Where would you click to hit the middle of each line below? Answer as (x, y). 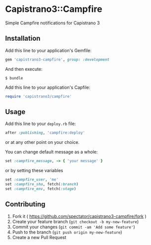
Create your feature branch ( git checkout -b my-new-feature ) (75, 221)
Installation (23, 38)
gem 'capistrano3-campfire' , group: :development (57, 60)
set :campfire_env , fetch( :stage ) (41, 189)
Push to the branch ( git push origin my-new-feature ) (67, 232)
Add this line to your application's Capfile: (48, 87)
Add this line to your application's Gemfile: (48, 50)
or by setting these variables (34, 171)
